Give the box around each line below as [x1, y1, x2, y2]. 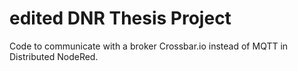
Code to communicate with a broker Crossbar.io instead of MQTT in [9, 40, 289, 52]
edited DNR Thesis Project [9, 7, 232, 30]
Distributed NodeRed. [9, 50, 99, 62]
